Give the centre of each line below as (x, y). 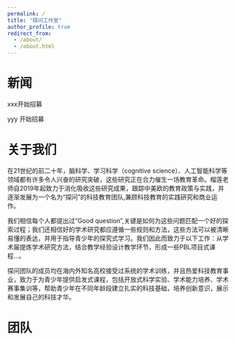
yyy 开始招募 (26, 119)
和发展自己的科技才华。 (41, 297)
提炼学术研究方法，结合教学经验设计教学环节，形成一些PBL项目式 (114, 247)
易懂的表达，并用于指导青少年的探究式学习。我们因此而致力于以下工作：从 (115, 238)
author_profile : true (39, 27)
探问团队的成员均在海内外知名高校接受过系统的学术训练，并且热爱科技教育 (115, 270)
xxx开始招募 (25, 104)
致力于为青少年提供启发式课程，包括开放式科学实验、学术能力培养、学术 (124, 279)
